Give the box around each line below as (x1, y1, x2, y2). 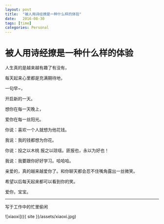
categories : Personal (5, 25, 49, 30)
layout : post (5, 7, 32, 12)
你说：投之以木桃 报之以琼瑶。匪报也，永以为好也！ (5, 148, 109, 153)
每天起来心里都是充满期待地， (5, 75, 65, 81)
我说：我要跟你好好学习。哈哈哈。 (5, 158, 74, 164)
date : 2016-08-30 (5, 16, 45, 21)
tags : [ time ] (5, 20, 32, 26)
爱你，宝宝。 (5, 189, 31, 195)
